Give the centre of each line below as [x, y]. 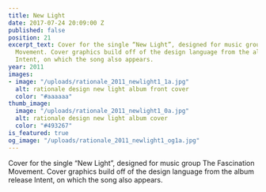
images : [21, 74]
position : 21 [30, 38]
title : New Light [37, 15]
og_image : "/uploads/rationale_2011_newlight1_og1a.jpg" [104, 140]
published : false [37, 30]
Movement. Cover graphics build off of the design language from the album [131, 171]
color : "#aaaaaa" [44, 96]
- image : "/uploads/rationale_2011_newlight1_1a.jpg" [99, 81]
